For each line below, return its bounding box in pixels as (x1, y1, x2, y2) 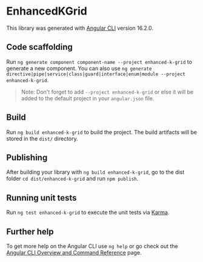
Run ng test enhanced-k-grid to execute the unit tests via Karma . (6, 209, 170, 216)
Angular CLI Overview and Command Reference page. (6, 249, 142, 256)
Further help (6, 226, 55, 236)
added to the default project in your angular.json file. (21, 94, 155, 102)
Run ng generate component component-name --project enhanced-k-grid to (6, 58, 193, 65)
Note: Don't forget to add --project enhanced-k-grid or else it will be (21, 88, 194, 95)
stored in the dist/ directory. (6, 135, 79, 142)
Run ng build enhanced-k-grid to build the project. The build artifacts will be (6, 128, 198, 136)
